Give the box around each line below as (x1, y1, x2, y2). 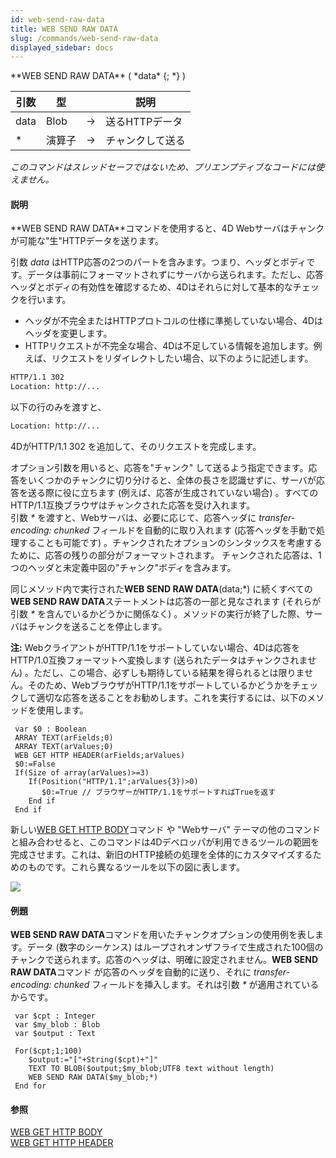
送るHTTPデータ (105, 115, 183, 129)
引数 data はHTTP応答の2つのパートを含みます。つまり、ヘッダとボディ (10, 256, 307, 268)
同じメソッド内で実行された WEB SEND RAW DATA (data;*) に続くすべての (10, 583, 313, 595)
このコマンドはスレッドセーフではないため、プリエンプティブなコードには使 (10, 161, 325, 173)
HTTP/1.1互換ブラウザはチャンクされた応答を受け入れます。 (10, 499, 256, 511)
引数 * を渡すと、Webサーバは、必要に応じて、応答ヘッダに (10, 512, 257, 524)
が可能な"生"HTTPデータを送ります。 (10, 235, 165, 247)
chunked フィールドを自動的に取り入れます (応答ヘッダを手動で (53, 524, 317, 536)
